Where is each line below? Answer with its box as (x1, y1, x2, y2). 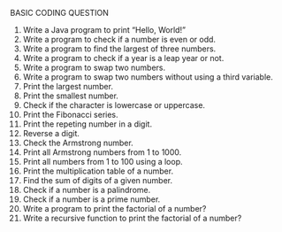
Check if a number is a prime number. (22, 194, 161, 205)
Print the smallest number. (22, 90, 118, 101)
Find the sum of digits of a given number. (22, 175, 173, 185)
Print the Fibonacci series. (22, 110, 118, 120)
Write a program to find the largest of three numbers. (22, 43, 217, 54)
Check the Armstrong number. (22, 137, 133, 148)
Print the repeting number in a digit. (22, 119, 153, 129)
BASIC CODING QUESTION (10, 8, 109, 18)
